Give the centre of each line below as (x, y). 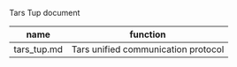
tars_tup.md (38, 49)
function (148, 34)
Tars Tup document (45, 13)
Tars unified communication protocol (148, 49)
